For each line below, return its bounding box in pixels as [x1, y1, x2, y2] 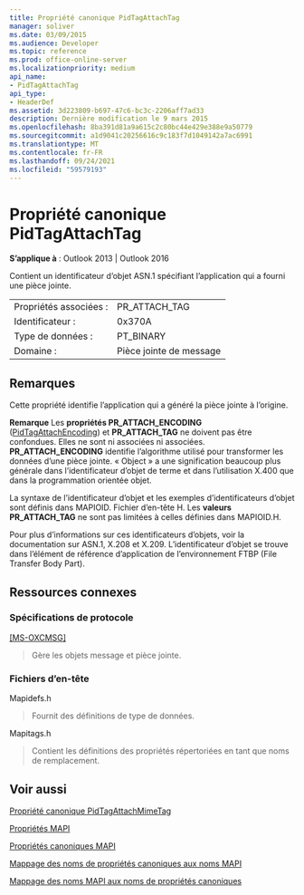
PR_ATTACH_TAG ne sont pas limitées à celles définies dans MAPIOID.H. [9, 512, 282, 523]
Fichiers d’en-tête [9, 672, 90, 685]
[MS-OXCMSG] [9, 631, 66, 643]
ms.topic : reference [9, 47, 88, 56]
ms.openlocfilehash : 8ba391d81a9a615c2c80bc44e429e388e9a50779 [9, 123, 253, 132]
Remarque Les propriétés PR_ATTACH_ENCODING [9, 418, 203, 428]
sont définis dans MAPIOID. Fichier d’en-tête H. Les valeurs [9, 502, 233, 513]
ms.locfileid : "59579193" [9, 165, 107, 174]
